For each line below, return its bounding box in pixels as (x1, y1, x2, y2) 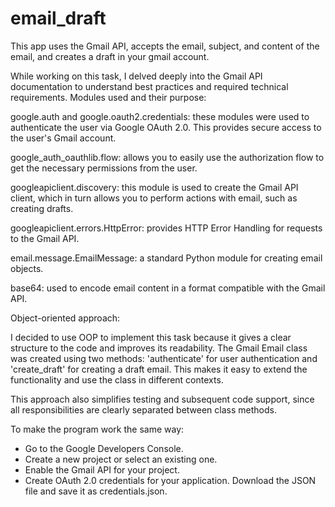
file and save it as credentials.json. (24, 485, 168, 497)
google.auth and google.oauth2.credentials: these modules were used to (10, 110, 310, 122)
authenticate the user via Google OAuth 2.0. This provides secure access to (10, 121, 322, 133)
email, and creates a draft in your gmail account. (10, 50, 210, 62)
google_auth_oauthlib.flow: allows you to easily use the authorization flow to (10, 151, 325, 163)
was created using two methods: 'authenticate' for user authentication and (10, 352, 318, 364)
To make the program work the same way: (10, 423, 185, 435)
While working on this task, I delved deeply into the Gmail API (10, 70, 263, 82)
